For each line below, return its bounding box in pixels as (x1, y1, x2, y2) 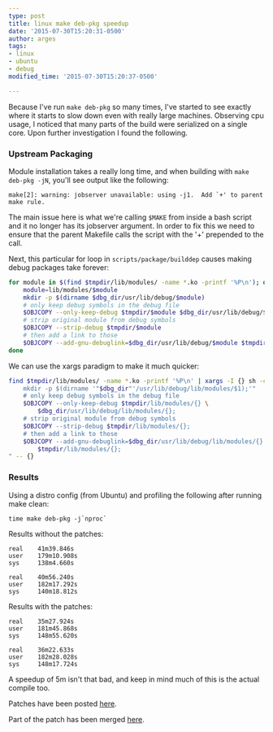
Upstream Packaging (8, 148, 93, 159)
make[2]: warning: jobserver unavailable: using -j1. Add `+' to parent (8, 190, 264, 199)
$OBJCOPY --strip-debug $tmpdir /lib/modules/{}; (23, 422, 191, 430)
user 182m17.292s (8, 580, 79, 588)
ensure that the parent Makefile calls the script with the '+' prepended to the (8, 229, 264, 239)
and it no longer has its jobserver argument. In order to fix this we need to (8, 220, 255, 230)
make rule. (8, 198, 45, 206)
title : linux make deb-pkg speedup (8, 20, 129, 28)
